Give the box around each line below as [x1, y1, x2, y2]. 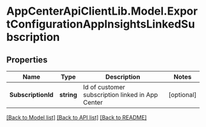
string [59, 90, 78, 99]
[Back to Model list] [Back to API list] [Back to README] [6, 114, 147, 121]
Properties [6, 54, 48, 65]
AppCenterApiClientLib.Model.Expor [6, 4, 198, 18]
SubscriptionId [9, 90, 54, 99]
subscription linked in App [83, 90, 158, 99]
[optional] [168, 90, 197, 99]
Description [105, 73, 140, 81]
